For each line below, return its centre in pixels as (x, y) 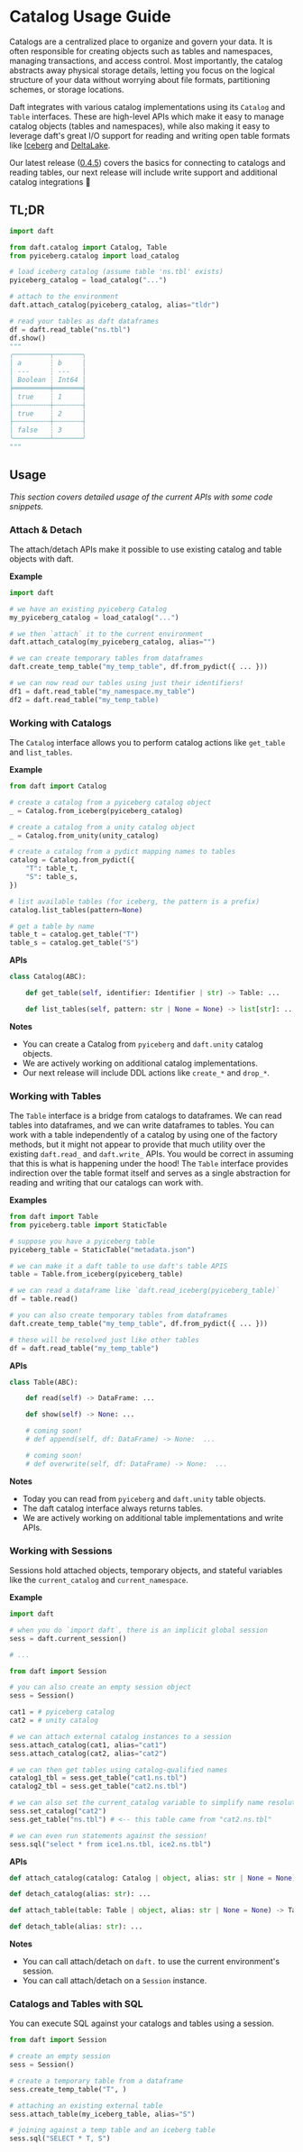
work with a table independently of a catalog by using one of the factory (143, 1135)
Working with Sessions (61, 1551)
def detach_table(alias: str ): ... (76, 1927)
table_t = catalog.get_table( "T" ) (74, 935)
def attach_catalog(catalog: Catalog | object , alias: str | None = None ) (153, 1878)
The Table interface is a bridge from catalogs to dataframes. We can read (146, 1116)
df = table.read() (44, 1299)
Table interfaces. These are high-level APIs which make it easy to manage (147, 116)
